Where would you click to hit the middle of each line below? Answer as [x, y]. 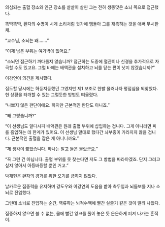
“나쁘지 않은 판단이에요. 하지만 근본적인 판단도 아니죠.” [57, 105]
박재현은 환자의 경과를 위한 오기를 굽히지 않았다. [51, 176]
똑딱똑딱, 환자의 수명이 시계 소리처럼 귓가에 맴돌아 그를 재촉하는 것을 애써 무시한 [82, 24]
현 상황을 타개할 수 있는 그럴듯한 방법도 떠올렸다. [52, 95]
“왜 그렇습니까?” [21, 115]
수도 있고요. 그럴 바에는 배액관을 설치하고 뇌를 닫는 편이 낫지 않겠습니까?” [84, 67]
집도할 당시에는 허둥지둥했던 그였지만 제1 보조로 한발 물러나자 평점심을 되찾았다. [82, 88]
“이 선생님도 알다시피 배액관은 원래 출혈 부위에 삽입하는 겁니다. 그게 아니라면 [78, 126]
